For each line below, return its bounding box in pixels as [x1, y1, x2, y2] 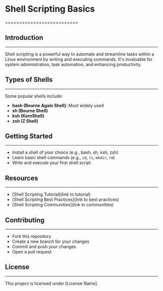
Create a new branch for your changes [12, 238, 90, 244]
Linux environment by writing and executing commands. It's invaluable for [5, 56, 153, 62]
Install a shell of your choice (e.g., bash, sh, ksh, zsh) [12, 149, 119, 155]
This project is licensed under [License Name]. [5, 280, 98, 286]
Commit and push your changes [12, 244, 76, 249]
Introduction [5, 34, 44, 42]
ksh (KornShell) [12, 113, 45, 119]
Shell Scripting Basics [5, 3, 95, 15]
